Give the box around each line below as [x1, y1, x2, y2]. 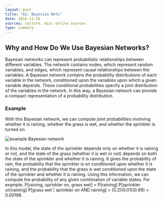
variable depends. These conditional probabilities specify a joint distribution [5, 82, 158, 88]
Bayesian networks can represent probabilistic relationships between [5, 56, 144, 62]
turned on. [5, 127, 26, 133]
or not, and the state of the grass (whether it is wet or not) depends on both [5, 151, 157, 157]
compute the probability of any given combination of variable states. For [5, 177, 150, 182]
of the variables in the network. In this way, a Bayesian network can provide [5, 88, 157, 93]
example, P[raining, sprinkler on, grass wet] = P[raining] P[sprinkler [5, 182, 141, 188]
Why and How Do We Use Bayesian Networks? [5, 44, 150, 52]
